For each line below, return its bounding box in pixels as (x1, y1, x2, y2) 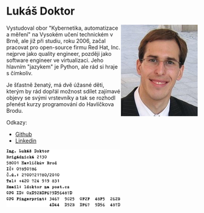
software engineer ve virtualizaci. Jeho (6, 56, 104, 64)
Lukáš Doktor (6, 4, 75, 18)
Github (15, 130, 32, 138)
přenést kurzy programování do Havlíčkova (6, 100, 114, 107)
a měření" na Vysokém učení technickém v (6, 30, 114, 38)
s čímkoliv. (6, 69, 33, 76)
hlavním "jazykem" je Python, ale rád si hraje (6, 63, 118, 70)
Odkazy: (6, 118, 27, 126)
